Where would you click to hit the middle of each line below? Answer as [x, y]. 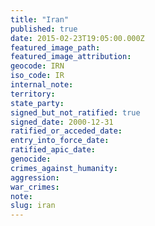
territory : [33, 94]
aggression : [35, 177]
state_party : [37, 103]
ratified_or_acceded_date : [66, 131]
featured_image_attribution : [71, 57]
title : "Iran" [40, 19]
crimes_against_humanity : [64, 168]
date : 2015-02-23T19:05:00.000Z [77, 38]
